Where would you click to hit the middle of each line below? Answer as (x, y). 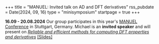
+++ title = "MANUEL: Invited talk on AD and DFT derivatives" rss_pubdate (79, 7)
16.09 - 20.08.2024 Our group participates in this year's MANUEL (71, 22)
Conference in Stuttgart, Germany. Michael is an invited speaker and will (78, 27)
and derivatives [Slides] (29, 37)
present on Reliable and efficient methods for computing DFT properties (77, 32)
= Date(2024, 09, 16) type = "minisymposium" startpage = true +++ (72, 12)
